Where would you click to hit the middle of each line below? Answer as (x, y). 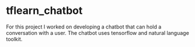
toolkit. (14, 39)
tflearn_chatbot (44, 11)
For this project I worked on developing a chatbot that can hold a (84, 27)
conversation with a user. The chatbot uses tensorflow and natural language (98, 32)
